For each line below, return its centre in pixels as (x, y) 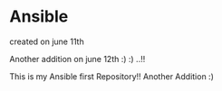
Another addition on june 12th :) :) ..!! (77, 59)
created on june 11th (47, 41)
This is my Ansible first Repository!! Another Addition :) (112, 76)
